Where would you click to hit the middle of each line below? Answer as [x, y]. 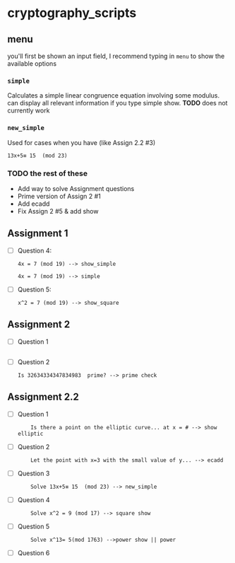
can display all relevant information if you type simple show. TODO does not [117, 103]
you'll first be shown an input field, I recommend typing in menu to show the [116, 56]
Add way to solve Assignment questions [76, 188]
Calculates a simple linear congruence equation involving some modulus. [114, 95]
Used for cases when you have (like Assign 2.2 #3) [82, 142]
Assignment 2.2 [43, 397]
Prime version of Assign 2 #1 [59, 196]
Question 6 [34, 552]
